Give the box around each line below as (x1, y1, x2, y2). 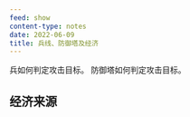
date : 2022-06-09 (9, 30, 75, 39)
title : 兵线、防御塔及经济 (9, 38, 100, 48)
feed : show (9, 13, 51, 23)
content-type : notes (9, 22, 88, 31)
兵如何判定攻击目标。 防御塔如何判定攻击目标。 (9, 64, 186, 75)
